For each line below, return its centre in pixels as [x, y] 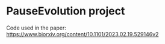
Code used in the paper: [36, 28]
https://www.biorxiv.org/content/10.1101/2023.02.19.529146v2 [82, 34]
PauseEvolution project [66, 11]
